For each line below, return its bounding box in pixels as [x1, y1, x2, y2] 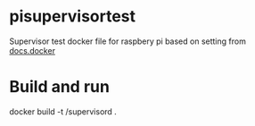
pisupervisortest [9, 6, 136, 27]
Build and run [9, 77, 110, 97]
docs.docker [9, 45, 56, 55]
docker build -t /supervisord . [9, 105, 118, 117]
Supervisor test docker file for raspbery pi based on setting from [9, 36, 247, 46]
